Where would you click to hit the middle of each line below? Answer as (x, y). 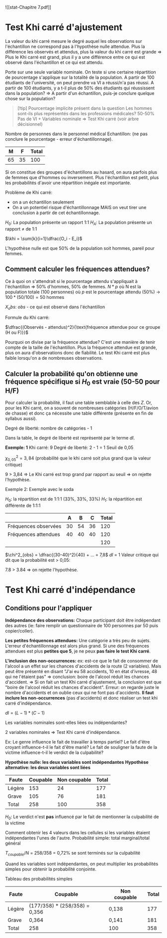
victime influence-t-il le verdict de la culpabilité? (54, 752)
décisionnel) (30, 124)
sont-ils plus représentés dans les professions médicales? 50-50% (86, 113)
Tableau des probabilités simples (39, 879)
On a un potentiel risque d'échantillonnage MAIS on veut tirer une (79, 207)
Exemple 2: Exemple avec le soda (40, 489)
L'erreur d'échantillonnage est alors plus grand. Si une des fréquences (77, 646)
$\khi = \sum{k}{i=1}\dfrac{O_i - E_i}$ (44, 238)
